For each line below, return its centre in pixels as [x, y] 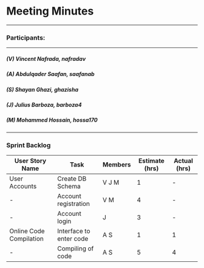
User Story [30, 161]
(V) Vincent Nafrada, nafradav [46, 58]
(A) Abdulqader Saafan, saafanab [51, 74]
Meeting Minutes [50, 11]
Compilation [26, 239]
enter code [73, 239]
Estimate [152, 161]
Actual [183, 161]
